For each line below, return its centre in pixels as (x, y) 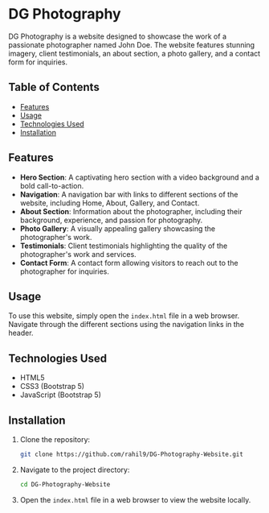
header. (21, 333)
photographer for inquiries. (65, 271)
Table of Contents (54, 87)
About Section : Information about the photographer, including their (131, 211)
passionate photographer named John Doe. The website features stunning (132, 44)
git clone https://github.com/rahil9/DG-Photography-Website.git (131, 454)
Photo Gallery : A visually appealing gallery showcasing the (118, 228)
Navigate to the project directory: (75, 470)
